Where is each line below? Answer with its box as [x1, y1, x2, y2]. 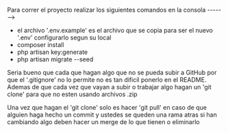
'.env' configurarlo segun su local [16, 33, 112, 42]
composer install [16, 41, 64, 48]
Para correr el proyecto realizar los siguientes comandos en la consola [7, 6, 206, 14]
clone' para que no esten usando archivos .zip [7, 90, 138, 98]
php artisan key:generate [16, 48, 88, 56]
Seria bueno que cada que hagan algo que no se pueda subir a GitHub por [7, 68, 217, 76]
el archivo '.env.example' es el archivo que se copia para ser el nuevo [16, 27, 214, 34]
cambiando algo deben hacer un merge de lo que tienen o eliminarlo [7, 118, 200, 125]
